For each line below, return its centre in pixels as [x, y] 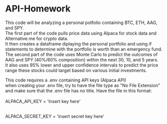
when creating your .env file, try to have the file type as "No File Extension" [83, 85]
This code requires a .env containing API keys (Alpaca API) [66, 80]
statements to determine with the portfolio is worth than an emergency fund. [84, 49]
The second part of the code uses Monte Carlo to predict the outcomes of [81, 54]
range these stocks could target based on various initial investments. [76, 70]
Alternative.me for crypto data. [37, 38]
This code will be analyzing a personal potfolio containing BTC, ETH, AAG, [81, 22]
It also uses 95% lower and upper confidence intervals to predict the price [82, 65]
